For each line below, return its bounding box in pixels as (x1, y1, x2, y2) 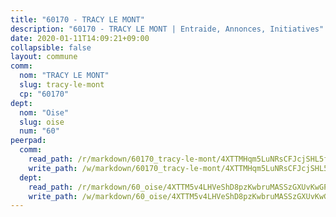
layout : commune (10, 52, 78, 62)
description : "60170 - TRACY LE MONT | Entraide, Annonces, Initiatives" (10, 24, 325, 34)
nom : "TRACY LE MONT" (19, 71, 110, 81)
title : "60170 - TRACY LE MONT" (10, 14, 145, 25)
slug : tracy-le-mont (19, 80, 105, 90)
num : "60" (19, 126, 60, 136)
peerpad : (10, 136, 47, 146)
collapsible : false (10, 42, 92, 53)
